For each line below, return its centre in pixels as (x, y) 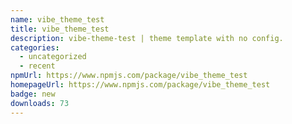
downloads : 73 (40, 103)
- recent (37, 66)
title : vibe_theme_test (60, 29)
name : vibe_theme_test (57, 19)
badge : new (33, 94)
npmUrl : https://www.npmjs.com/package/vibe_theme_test (129, 76)
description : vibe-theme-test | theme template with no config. (147, 38)
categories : (35, 47)
